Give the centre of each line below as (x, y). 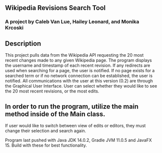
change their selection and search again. (45, 131)
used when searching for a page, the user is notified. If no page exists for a (80, 71)
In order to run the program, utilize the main (72, 106)
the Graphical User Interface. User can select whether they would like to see (81, 86)
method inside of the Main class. (55, 114)
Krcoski (14, 28)
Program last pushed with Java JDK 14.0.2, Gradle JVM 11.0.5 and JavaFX (79, 140)
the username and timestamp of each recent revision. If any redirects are (78, 65)
